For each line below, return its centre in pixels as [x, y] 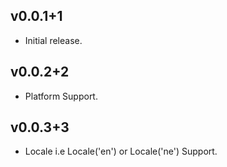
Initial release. [53, 40]
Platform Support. [61, 96]
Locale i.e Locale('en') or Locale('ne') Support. [121, 151]
